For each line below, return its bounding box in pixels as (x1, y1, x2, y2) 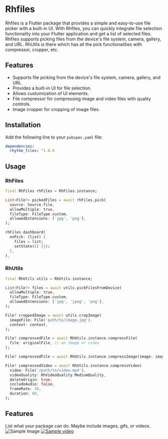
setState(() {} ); (14, 243, 50, 248)
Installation (5, 121, 41, 129)
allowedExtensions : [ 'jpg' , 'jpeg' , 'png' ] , (9, 299, 104, 304)
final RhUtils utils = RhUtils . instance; (5, 276, 93, 281)
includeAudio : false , (9, 381, 55, 387)
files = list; (14, 239, 43, 244)
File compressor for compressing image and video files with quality (12, 95, 151, 101)
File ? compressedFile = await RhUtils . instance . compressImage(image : (5, 354, 153, 359)
